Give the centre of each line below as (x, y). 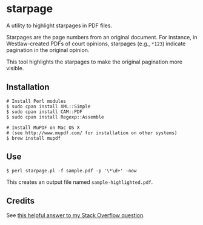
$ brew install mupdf (34, 138)
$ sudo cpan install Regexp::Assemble (55, 117)
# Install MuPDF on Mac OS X (43, 128)
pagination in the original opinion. (48, 50)
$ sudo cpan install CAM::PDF (45, 112)
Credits (21, 201)
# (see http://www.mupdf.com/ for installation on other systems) (92, 133)
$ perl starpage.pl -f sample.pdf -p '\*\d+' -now (72, 171)
